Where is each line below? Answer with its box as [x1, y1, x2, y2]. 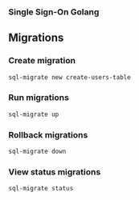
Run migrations [8, 92, 70, 103]
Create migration [8, 55, 76, 66]
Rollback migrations [8, 129, 88, 140]
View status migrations [8, 166, 101, 178]
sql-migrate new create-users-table [8, 73, 131, 82]
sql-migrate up [8, 110, 59, 118]
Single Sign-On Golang [8, 6, 100, 18]
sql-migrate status [8, 185, 74, 193]
